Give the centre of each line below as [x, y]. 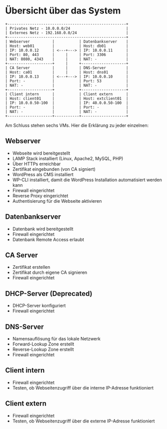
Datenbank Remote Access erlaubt [48, 239]
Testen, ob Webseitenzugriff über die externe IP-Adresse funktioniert [83, 421]
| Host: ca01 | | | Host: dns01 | [67, 72]
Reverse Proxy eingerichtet [40, 196]
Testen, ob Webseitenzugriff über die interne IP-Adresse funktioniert [83, 387]
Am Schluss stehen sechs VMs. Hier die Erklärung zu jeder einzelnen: [77, 125]
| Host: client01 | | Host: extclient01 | [67, 98]
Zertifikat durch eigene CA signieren [50, 272]
